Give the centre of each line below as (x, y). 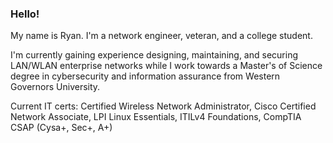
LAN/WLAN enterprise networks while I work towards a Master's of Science (166, 66)
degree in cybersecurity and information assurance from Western (145, 76)
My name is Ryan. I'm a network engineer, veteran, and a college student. (161, 36)
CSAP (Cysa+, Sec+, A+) (61, 128)
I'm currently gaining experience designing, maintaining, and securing (154, 55)
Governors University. (55, 87)
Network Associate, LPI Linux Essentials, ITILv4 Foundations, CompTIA (156, 117)
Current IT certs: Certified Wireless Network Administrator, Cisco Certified (163, 106)
